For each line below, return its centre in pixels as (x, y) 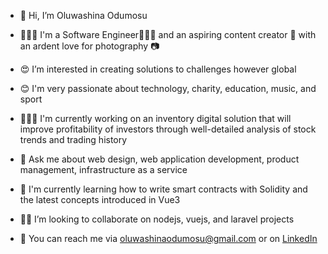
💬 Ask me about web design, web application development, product (159, 159)
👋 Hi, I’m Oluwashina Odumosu (83, 15)
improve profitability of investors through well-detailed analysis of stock (168, 129)
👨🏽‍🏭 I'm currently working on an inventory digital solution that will (155, 118)
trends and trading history (73, 139)
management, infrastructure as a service (103, 169)
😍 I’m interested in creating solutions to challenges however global (158, 69)
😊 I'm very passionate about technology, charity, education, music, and (168, 88)
